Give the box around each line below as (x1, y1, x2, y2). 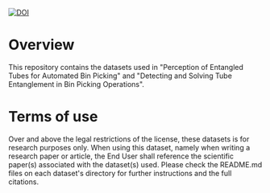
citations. (8, 177, 39, 187)
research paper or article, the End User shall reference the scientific (8, 151, 234, 161)
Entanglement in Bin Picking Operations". (8, 79, 145, 88)
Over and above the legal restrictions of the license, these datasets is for (8, 133, 250, 144)
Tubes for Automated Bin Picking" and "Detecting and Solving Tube (8, 71, 232, 80)
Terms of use (8, 108, 98, 126)
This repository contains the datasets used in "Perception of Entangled (8, 62, 244, 72)
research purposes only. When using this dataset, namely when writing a (8, 142, 251, 152)
